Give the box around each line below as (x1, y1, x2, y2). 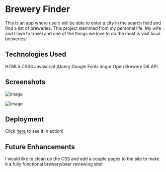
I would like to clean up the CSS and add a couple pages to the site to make (5, 156, 160, 162)
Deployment (5, 115, 44, 123)
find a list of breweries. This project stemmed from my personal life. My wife (5, 25, 162, 31)
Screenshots (5, 78, 46, 86)
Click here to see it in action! (5, 128, 64, 134)
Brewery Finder (5, 3, 71, 15)
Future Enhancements (5, 143, 76, 151)
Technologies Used (5, 50, 66, 59)
